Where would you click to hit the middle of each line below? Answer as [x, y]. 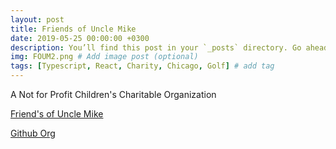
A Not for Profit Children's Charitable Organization [113, 94]
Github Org [33, 133]
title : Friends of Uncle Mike [73, 29]
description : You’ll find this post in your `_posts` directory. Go [156, 47]
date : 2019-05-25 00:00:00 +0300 [80, 38]
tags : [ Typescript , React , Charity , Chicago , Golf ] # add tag [142, 66]
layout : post [37, 19]
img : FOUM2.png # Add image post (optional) [104, 57]
